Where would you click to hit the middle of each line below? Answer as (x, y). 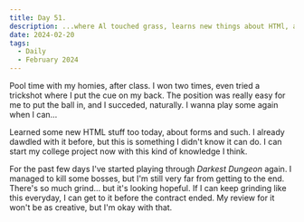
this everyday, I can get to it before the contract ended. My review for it (142, 198)
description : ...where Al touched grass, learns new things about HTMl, (149, 26)
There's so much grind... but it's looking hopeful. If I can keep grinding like (148, 188)
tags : (19, 43)
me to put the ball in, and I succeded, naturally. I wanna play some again (144, 105)
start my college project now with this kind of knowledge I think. (128, 151)
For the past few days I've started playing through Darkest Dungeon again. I (151, 169)
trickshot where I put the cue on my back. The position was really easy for (147, 95)
